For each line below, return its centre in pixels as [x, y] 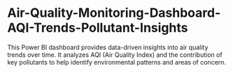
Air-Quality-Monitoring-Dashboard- [114, 13]
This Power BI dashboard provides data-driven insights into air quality [108, 47]
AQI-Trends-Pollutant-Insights [98, 28]
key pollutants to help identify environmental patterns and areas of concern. [116, 62]
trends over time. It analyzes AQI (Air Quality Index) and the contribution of [115, 55]
